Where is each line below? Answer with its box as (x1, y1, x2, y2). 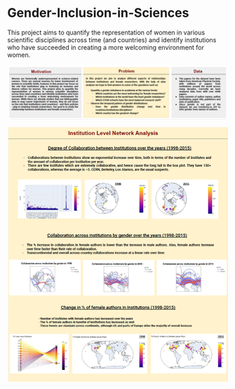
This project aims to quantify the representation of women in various (7, 28, 206, 37)
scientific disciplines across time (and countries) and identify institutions (7, 35, 217, 44)
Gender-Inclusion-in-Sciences (7, 5, 189, 21)
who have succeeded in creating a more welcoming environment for (7, 43, 205, 51)
